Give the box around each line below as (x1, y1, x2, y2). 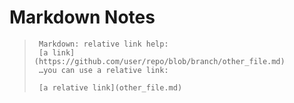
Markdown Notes (9, 6, 156, 29)
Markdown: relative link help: (38, 39, 169, 49)
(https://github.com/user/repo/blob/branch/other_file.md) (33, 56, 286, 66)
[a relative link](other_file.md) (38, 82, 183, 93)
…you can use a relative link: (38, 65, 169, 75)
